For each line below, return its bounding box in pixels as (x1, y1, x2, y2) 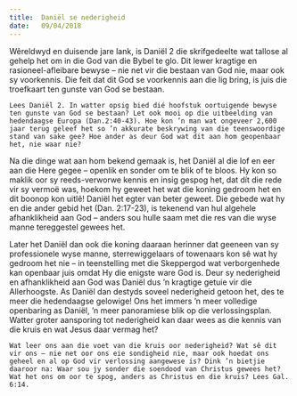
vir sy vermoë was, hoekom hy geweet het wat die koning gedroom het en (9, 183, 282, 194)
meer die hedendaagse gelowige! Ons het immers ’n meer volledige (9, 295, 258, 306)
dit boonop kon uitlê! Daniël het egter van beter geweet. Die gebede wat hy (9, 193, 285, 204)
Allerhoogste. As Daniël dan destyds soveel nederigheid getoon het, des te (9, 286, 285, 296)
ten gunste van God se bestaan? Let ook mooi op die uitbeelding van (9, 109, 274, 117)
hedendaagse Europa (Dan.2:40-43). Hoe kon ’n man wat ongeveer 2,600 (9, 117, 277, 125)
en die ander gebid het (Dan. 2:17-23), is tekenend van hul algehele (9, 202, 257, 214)
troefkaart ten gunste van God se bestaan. (9, 84, 165, 94)
